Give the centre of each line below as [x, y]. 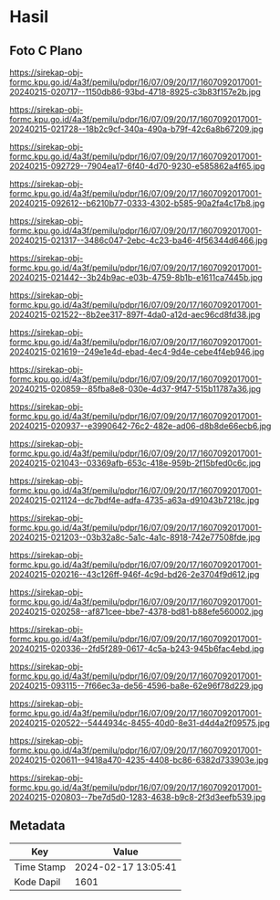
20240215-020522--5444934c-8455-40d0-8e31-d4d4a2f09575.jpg [140, 723]
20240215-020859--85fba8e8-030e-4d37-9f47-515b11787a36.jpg [135, 389]
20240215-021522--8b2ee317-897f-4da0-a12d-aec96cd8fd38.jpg [135, 314]
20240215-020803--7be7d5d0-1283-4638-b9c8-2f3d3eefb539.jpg [138, 797]
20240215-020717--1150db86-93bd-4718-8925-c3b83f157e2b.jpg [135, 92]
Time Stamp [40, 867]
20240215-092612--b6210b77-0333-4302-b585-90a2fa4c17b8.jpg [137, 203]
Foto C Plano [46, 51]
